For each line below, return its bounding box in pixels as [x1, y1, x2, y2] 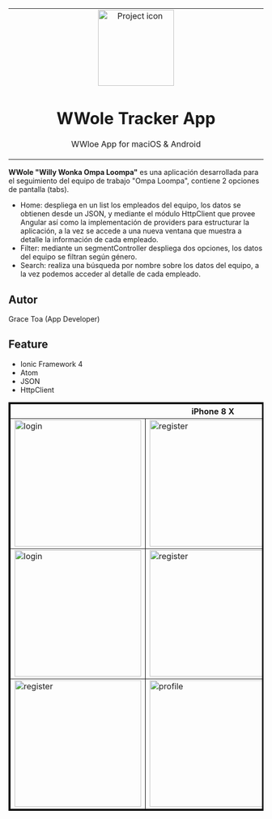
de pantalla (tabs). [8, 185, 70, 194]
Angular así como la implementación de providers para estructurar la [19, 218, 249, 228]
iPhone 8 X [191, 405, 235, 416]
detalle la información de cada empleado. [19, 235, 159, 245]
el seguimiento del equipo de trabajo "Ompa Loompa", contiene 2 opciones [8, 176, 260, 186]
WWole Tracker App [56, 108, 216, 129]
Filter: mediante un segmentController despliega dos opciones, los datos [19, 243, 263, 254]
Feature [8, 338, 49, 352]
